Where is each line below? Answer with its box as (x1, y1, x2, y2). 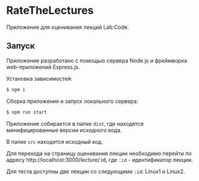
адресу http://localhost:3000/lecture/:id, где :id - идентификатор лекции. (6, 156, 194, 163)
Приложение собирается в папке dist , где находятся (6, 120, 144, 127)
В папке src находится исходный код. (6, 138, 104, 145)
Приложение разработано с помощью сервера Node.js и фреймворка (6, 57, 188, 64)
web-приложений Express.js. (6, 63, 80, 70)
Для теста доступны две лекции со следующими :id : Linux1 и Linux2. (6, 168, 185, 175)
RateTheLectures (6, 4, 94, 17)
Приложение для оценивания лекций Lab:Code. (6, 23, 130, 31)
